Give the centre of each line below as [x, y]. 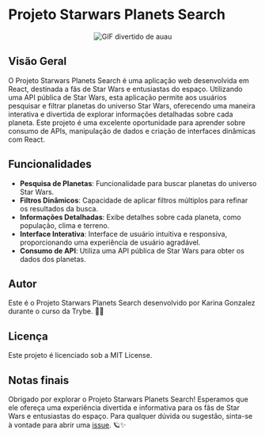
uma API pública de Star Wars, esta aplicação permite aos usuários [117, 97]
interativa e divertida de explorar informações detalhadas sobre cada [121, 114]
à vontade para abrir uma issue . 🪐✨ [67, 425]
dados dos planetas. [53, 259]
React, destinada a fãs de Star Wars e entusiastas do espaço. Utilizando [125, 89]
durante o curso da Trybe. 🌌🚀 [56, 311]
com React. [27, 139]
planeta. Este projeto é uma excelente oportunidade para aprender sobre [127, 122]
